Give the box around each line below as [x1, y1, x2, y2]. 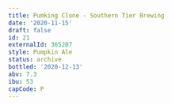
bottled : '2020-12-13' [8, 63, 83, 71]
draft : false [8, 26, 52, 34]
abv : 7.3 [8, 70, 37, 78]
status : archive [8, 56, 62, 64]
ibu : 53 [8, 77, 34, 85]
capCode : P [8, 84, 44, 93]
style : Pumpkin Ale [8, 48, 73, 56]
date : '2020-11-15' [8, 19, 73, 27]
